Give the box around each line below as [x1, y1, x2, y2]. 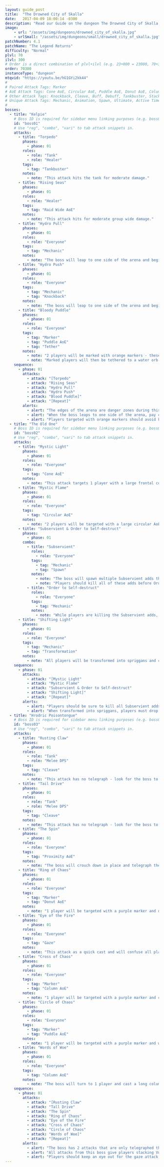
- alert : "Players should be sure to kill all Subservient [26, 704, 150, 709]
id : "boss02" [14, 430, 41, 436]
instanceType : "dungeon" [5, 71, 56, 76]
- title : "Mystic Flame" [18, 485, 69, 490]
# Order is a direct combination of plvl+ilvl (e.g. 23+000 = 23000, [5, 62, 150, 67]
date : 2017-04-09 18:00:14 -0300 [5, 16, 78, 21]
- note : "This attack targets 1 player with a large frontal [26, 480, 154, 485]
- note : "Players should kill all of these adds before [36, 581, 152, 586]
